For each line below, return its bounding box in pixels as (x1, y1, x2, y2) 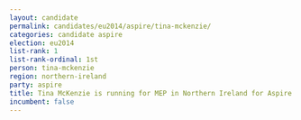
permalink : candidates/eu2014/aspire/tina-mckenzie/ (9, 22, 212, 31)
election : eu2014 (9, 38, 75, 48)
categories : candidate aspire (9, 30, 123, 39)
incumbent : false (9, 97, 75, 106)
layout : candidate (9, 13, 78, 23)
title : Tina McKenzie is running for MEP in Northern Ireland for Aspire (9, 88, 293, 97)
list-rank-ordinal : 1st (9, 55, 99, 64)
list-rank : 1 (9, 47, 59, 56)
